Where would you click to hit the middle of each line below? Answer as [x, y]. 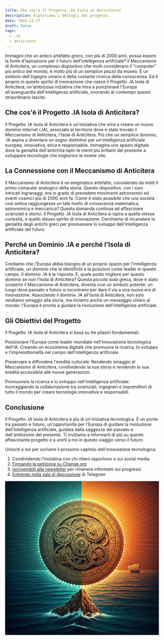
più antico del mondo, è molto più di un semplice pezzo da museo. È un [77, 71]
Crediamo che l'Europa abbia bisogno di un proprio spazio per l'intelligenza [81, 264]
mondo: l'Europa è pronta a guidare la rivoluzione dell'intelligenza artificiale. [81, 306]
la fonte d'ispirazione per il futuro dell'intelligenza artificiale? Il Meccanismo [81, 61]
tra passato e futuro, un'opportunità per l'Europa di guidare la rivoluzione [78, 424]
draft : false [18, 26]
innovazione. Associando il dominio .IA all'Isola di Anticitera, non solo [74, 295]
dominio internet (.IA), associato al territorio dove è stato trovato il [71, 129]
